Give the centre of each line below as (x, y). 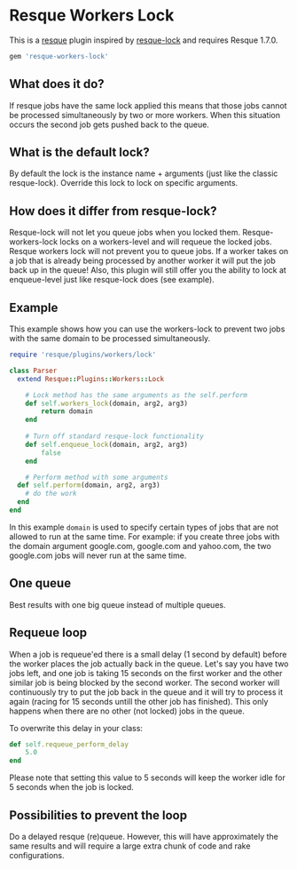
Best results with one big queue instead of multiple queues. (117, 604)
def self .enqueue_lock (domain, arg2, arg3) (107, 444)
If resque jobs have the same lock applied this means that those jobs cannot (148, 105)
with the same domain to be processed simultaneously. (110, 339)
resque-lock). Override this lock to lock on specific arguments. (124, 183)
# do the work (51, 494)
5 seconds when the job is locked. (72, 787)
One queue (40, 583)
